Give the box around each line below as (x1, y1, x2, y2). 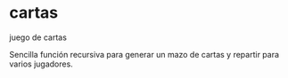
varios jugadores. (9, 58, 73, 69)
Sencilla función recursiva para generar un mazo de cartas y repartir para (9, 49, 279, 59)
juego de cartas (9, 32, 67, 43)
